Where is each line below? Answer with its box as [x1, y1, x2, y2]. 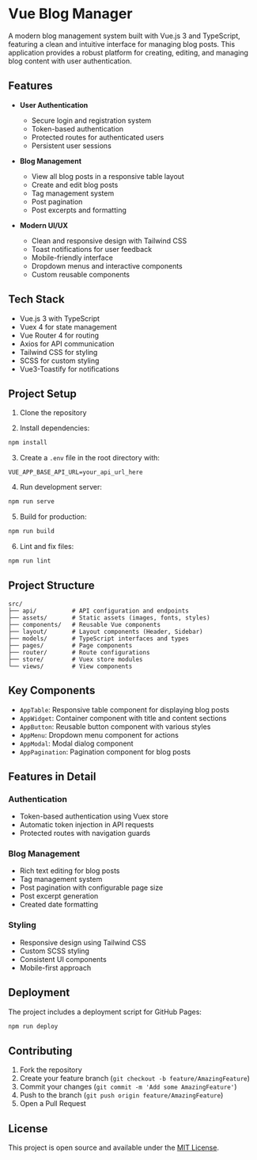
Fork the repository [19, 1065, 83, 1074]
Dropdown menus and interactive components [31, 261, 183, 270]
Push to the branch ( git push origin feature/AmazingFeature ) [19, 1090, 224, 1100]
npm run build [8, 528, 55, 536]
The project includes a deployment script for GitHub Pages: [8, 1007, 202, 1017]
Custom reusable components [31, 269, 130, 279]
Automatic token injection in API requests [19, 820, 154, 830]
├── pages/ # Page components [8, 641, 133, 650]
